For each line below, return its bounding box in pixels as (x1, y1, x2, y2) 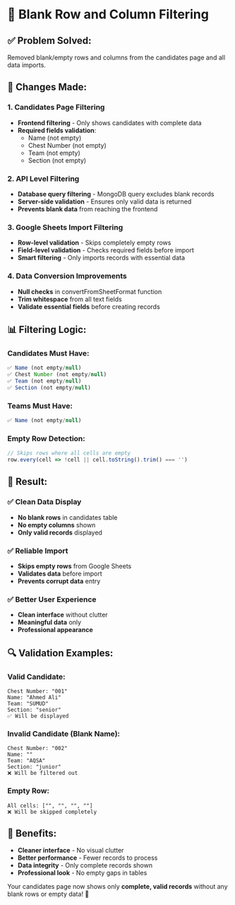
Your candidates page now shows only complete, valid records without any (7, 882, 228, 891)
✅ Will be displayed (7, 712, 69, 720)
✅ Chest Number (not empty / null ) (7, 371, 107, 378)
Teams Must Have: (7, 401, 73, 411)
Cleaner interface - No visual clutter (17, 846, 124, 855)
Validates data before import (17, 569, 102, 578)
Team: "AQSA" (7, 757, 46, 764)
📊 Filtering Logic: (7, 323, 87, 335)
